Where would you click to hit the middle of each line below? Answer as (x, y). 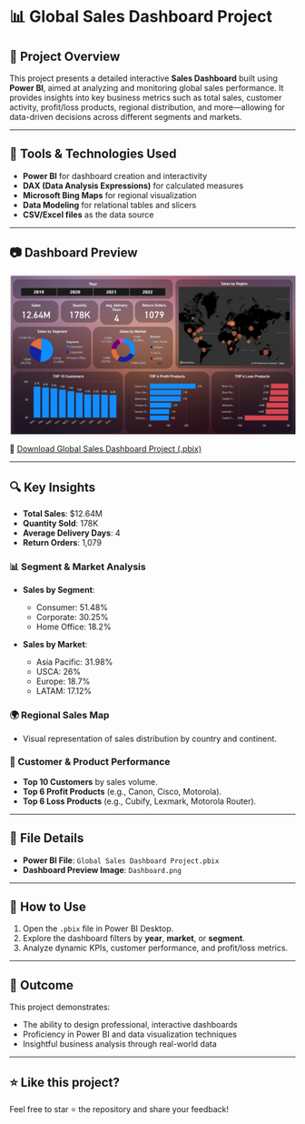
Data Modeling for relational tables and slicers (109, 205)
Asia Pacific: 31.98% (74, 662)
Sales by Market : (55, 645)
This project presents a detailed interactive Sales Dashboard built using (144, 78)
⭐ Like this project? (64, 1082)
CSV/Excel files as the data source (88, 215)
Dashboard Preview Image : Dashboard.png (102, 869)
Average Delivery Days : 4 (71, 533)
